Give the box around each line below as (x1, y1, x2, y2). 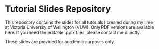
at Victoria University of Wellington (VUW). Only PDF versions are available (5, 24, 154, 30)
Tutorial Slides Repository (5, 3, 111, 14)
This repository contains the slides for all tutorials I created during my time (5, 19, 153, 25)
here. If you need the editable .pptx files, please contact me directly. (5, 29, 141, 35)
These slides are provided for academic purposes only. (5, 38, 115, 44)
